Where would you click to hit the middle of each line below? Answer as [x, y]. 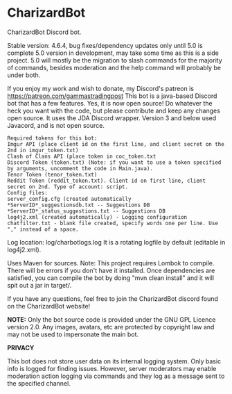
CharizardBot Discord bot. [44, 32]
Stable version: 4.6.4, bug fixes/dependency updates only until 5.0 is [105, 45]
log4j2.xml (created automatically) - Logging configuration [97, 217]
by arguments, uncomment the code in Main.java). [80, 168]
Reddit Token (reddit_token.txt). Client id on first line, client [107, 181]
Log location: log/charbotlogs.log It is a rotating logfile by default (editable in [116, 242]
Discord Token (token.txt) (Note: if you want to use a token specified [114, 162]
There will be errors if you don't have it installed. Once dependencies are [111, 270]
